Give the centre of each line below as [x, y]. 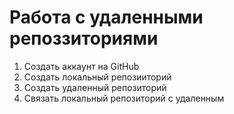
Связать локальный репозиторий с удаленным [124, 98]
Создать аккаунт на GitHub [81, 66]
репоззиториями [84, 38]
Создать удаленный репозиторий [95, 87]
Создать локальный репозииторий [97, 77]
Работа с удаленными [106, 17]
